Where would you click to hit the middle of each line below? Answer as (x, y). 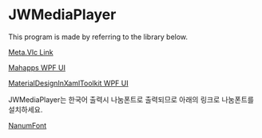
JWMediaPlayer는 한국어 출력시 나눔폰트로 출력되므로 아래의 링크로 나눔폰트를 (131, 99)
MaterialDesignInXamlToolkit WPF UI (69, 83)
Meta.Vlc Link (31, 52)
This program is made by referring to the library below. (98, 37)
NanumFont (28, 125)
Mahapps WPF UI (37, 67)
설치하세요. (26, 109)
